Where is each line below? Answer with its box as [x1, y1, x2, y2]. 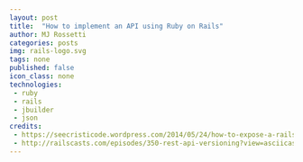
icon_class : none [9, 72, 75, 81]
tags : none [9, 55, 50, 64]
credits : [9, 122, 42, 131]
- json [13, 113, 39, 122]
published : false [9, 64, 75, 73]
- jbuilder [13, 105, 54, 114]
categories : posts [9, 38, 78, 48]
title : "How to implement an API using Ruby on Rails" [9, 22, 224, 31]
